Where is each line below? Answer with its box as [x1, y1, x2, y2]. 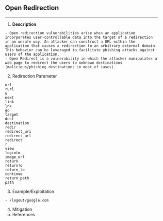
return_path [5, 175, 29, 181]
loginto [5, 150, 21, 155]
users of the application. [5, 52, 60, 57]
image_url [5, 155, 25, 159]
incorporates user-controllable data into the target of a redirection [5, 35, 153, 40]
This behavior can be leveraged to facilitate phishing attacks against [5, 47, 155, 52]
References [12, 211, 35, 217]
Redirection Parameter [12, 73, 57, 79]
